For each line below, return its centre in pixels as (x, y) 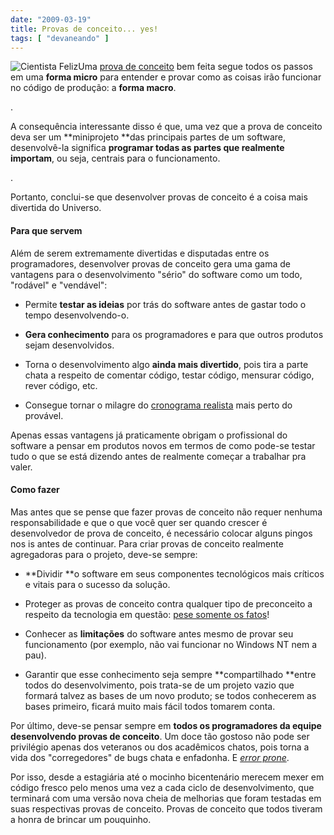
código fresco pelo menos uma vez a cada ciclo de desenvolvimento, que (162, 787)
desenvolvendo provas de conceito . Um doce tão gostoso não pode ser (160, 736)
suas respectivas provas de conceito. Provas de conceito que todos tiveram (166, 808)
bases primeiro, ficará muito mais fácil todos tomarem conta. (150, 706)
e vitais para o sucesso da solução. (97, 584)
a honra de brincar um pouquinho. (81, 819)
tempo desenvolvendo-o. (77, 315)
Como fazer (35, 490)
